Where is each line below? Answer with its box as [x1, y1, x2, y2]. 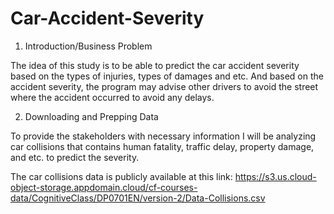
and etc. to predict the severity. [10, 151, 140, 163]
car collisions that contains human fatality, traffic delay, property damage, [10, 140, 315, 152]
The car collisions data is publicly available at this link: [10, 170, 233, 182]
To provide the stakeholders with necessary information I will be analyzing [10, 130, 317, 142]
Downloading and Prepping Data [24, 110, 159, 122]
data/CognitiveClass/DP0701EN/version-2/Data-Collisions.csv [10, 192, 266, 204]
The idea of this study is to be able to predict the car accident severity [10, 59, 300, 71]
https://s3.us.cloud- [234, 170, 317, 182]
